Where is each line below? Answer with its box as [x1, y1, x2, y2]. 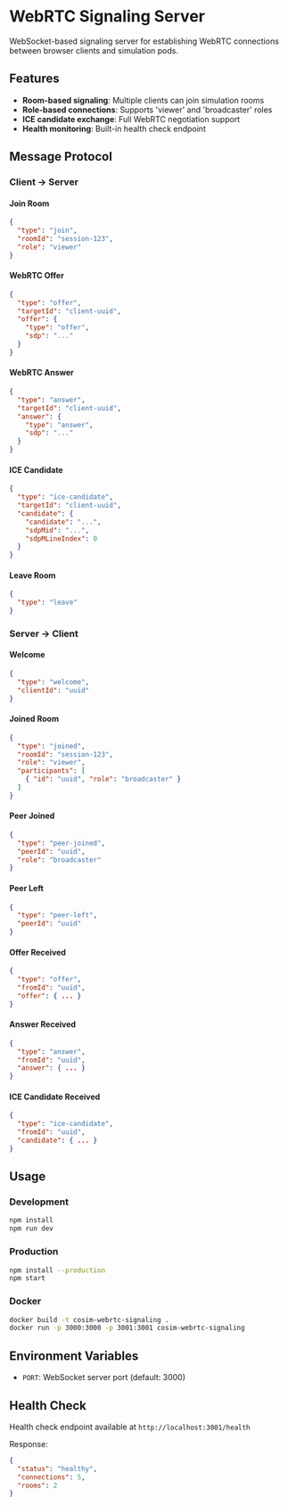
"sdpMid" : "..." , [25, 525, 90, 534]
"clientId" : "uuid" [17, 685, 90, 695]
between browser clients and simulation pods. [9, 45, 178, 55]
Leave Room [9, 569, 56, 581]
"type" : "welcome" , [17, 677, 90, 686]
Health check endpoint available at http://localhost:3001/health [9, 1421, 251, 1432]
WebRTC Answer [9, 368, 74, 378]
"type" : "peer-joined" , [17, 839, 105, 848]
